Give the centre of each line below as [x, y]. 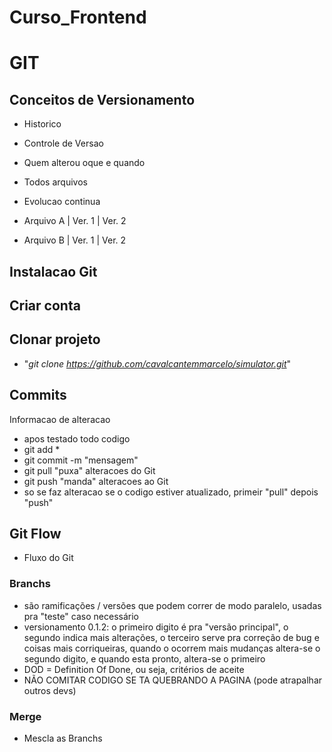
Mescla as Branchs [63, 738]
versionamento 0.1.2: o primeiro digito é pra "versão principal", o [156, 627]
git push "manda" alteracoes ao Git [96, 481]
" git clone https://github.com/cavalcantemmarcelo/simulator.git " [157, 363]
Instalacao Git [53, 271]
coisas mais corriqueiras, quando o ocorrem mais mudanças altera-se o [172, 648]
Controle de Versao [63, 143]
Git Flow [35, 533]
